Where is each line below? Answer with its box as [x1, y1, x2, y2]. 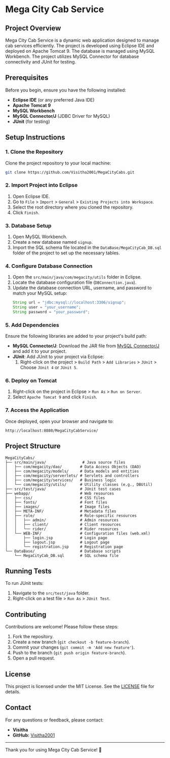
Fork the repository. [12, 634, 54, 640]
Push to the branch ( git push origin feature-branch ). [12, 650, 126, 656]
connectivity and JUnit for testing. [5, 59, 76, 64]
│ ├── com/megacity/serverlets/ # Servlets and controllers [5, 473, 139, 478]
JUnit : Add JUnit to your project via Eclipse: [12, 354, 104, 360]
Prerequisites [5, 74, 49, 82]
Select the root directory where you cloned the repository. [12, 204, 134, 210]
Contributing [5, 610, 47, 619]
